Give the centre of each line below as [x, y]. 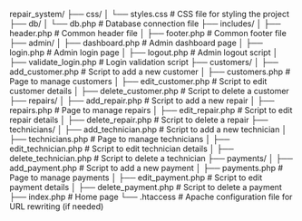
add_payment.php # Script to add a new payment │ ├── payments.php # [146, 168]
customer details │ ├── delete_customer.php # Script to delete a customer [150, 91]
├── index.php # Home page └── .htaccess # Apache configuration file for [151, 197]
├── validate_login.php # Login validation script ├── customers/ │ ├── [144, 62]
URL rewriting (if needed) [57, 207]
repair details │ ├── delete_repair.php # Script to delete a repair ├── [139, 120]
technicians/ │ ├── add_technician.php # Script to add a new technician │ [148, 130]
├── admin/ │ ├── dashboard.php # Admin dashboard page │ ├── [136, 43]
